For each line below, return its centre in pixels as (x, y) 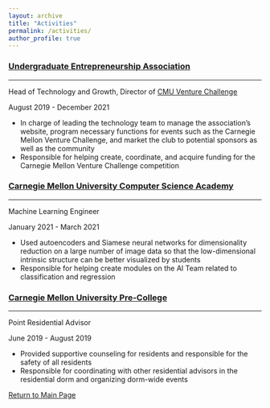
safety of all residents (56, 362)
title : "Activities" (43, 23)
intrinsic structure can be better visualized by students (110, 259)
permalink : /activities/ (50, 31)
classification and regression (67, 276)
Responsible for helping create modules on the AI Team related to (128, 268)
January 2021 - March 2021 (54, 227)
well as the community (57, 148)
